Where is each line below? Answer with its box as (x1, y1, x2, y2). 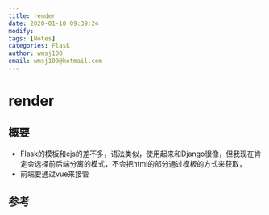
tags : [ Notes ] (8, 34, 56, 43)
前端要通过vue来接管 (19, 169, 90, 179)
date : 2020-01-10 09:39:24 (8, 19, 99, 27)
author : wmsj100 (8, 49, 63, 57)
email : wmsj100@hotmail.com (8, 57, 103, 65)
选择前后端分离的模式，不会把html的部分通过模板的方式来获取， (34, 158, 247, 168)
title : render (8, 11, 56, 20)
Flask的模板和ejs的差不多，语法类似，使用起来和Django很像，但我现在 (19, 149, 255, 158)
